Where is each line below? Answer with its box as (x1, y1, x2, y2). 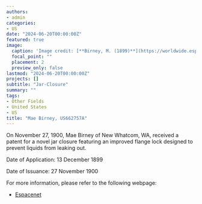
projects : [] (6, 76, 39, 82)
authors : (6, 8, 28, 15)
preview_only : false (11, 64, 63, 71)
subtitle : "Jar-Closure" (6, 82, 69, 88)
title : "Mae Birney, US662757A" (6, 115, 87, 121)
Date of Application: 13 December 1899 (6, 156, 103, 163)
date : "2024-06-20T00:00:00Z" (6, 31, 82, 37)
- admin (6, 14, 26, 20)
